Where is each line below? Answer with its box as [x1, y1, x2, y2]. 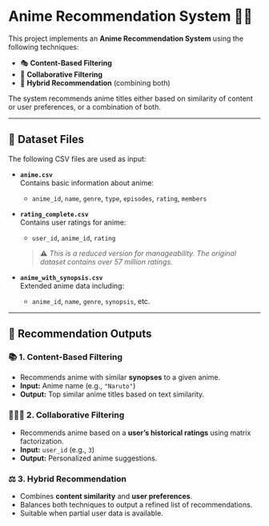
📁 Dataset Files [8, 133, 85, 146]
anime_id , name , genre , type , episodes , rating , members [31, 193, 207, 203]
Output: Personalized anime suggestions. [19, 453, 158, 463]
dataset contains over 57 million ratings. [39, 257, 174, 266]
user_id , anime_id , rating [31, 233, 116, 242]
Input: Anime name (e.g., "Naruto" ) [19, 381, 136, 391]
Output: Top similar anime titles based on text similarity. [19, 389, 205, 399]
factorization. [19, 436, 64, 446]
